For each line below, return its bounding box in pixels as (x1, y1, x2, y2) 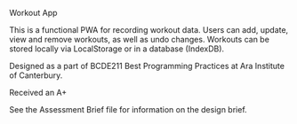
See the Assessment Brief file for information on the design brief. (9, 105, 247, 114)
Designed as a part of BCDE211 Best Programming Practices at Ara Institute (9, 61, 285, 71)
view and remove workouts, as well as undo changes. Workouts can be (9, 35, 269, 44)
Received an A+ (9, 88, 68, 97)
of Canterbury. (9, 70, 63, 81)
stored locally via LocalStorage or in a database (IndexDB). (9, 43, 225, 54)
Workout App (9, 8, 58, 18)
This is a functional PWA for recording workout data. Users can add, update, (9, 25, 289, 35)
